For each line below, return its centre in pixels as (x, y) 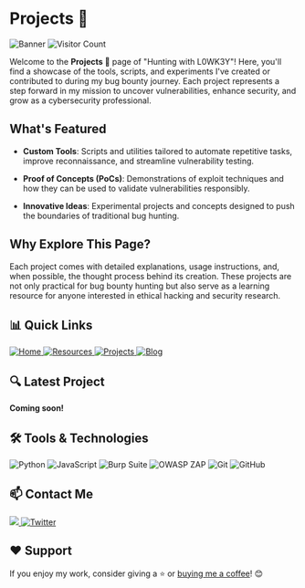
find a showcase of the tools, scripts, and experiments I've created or (140, 71)
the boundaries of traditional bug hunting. (101, 215)
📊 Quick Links (51, 325)
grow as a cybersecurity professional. (81, 100)
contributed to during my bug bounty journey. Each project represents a (145, 80)
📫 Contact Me (52, 494)
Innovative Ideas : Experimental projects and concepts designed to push (158, 205)
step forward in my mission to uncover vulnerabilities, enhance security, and (153, 90)
